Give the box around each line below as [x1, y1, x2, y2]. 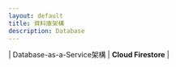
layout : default [8, 11, 63, 20]
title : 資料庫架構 [8, 19, 65, 27]
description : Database [8, 27, 85, 35]
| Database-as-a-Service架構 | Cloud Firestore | [8, 50, 170, 60]
